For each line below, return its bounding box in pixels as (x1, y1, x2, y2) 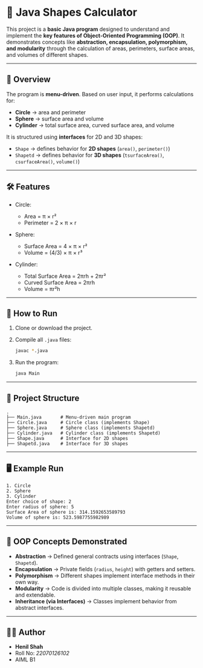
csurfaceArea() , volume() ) (14, 157, 80, 165)
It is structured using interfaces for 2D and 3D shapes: (6, 133, 143, 140)
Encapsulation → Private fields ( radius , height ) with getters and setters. (14, 565, 196, 572)
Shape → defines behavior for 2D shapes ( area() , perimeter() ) (14, 145, 170, 152)
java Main (14, 370, 40, 377)
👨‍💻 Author (6, 627, 46, 637)
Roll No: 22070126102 (14, 650, 69, 657)
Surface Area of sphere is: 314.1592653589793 (6, 509, 126, 515)
